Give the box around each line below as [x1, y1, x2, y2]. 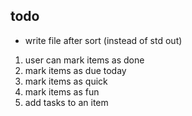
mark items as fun [24, 85, 100, 98]
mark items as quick [24, 75, 108, 87]
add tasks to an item [24, 96, 109, 108]
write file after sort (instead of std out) [24, 34, 183, 46]
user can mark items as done [24, 54, 145, 66]
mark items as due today [24, 64, 127, 76]
